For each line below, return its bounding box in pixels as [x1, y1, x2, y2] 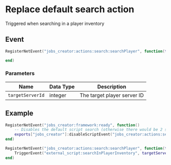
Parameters [5, 70, 35, 77]
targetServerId [8, 92, 45, 98]
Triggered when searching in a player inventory [5, 20, 104, 26]
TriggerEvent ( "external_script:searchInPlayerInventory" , [14, 150, 140, 156]
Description [97, 83, 126, 90]
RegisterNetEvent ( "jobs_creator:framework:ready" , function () [5, 122, 140, 128]
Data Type [49, 83, 75, 90]
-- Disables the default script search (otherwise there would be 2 [14, 127, 163, 132]
